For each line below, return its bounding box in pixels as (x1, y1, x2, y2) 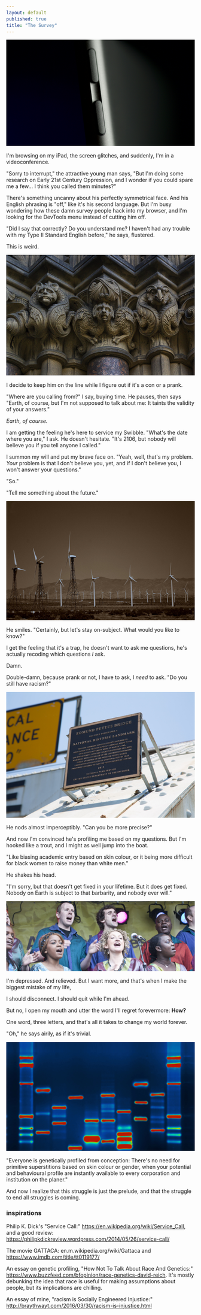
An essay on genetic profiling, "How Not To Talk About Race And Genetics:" (6, 1265, 193, 1272)
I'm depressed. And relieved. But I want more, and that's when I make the (6, 977, 187, 984)
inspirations (6, 1209, 42, 1217)
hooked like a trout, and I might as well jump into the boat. (6, 841, 149, 849)
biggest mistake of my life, (6, 984, 72, 991)
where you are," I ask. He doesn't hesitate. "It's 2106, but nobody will (6, 435, 176, 443)
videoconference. (6, 158, 50, 165)
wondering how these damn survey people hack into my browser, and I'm (6, 207, 187, 214)
